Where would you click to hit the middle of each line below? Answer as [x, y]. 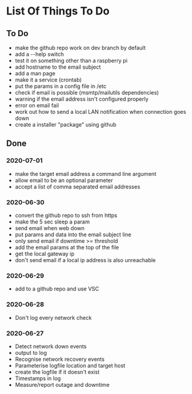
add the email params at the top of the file [67, 247]
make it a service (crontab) [48, 80]
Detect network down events [51, 346]
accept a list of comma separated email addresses [77, 186]
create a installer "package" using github [66, 124]
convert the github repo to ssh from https [66, 215]
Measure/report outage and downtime [62, 384]
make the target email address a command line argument [85, 174]
